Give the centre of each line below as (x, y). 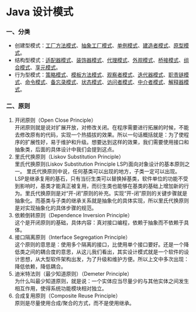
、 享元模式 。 (46, 67)
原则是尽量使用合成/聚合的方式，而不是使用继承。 (74, 303)
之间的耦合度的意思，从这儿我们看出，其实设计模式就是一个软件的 (104, 252)
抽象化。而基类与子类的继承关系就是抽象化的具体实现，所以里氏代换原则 (102, 200)
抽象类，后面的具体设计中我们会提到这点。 (66, 149)
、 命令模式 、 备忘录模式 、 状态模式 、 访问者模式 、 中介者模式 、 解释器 (102, 82)
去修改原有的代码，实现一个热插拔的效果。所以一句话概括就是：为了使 (99, 135)
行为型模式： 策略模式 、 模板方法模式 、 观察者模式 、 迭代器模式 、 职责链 (99, 75)
